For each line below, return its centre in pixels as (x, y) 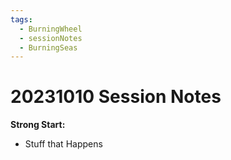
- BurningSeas (48, 47)
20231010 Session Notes (116, 97)
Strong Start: (38, 125)
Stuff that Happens (63, 144)
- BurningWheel (51, 29)
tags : (21, 19)
